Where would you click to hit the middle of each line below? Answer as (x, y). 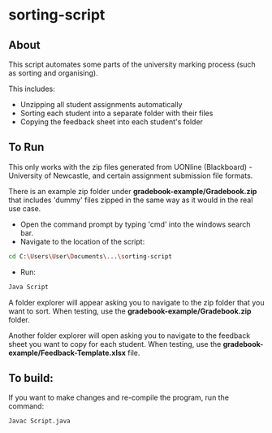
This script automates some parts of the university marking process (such (132, 64)
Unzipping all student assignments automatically (101, 104)
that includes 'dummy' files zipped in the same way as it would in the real (131, 200)
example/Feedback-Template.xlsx (67, 353)
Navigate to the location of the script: (82, 241)
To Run (26, 147)
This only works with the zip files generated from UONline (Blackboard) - (131, 167)
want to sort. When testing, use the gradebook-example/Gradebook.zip (130, 311)
